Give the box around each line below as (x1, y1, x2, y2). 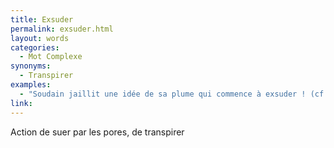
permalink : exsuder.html (10, 24, 114, 34)
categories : (10, 42, 60, 53)
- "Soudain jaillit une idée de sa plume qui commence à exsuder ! (19, 89, 307, 99)
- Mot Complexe (19, 52, 83, 62)
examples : (10, 80, 52, 90)
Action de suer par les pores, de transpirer (10, 126, 185, 138)
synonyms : (10, 61, 52, 71)
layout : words (10, 33, 70, 43)
